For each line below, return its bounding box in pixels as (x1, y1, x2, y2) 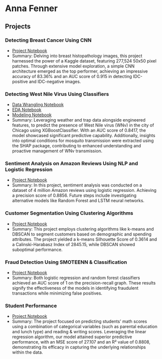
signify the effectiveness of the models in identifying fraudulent (12, 285, 139, 291)
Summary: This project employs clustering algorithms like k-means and (12, 226, 154, 232)
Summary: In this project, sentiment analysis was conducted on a (12, 182, 142, 188)
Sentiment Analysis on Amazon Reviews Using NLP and (5, 160, 138, 167)
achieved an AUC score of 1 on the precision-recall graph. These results (12, 280, 156, 286)
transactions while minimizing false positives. (12, 290, 103, 296)
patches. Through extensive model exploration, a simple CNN (12, 63, 135, 69)
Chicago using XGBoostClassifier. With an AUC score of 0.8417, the (12, 127, 146, 133)
